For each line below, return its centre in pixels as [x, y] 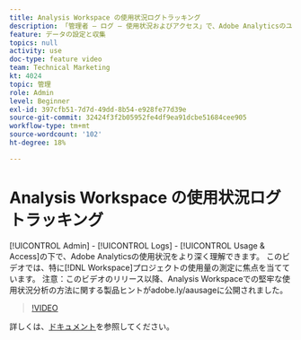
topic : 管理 [30, 84]
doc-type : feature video [56, 59]
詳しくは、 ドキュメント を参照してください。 [92, 326]
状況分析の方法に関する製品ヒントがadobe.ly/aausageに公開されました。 [152, 290]
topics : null [34, 43]
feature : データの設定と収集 [58, 34]
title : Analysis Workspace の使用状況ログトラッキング [105, 17]
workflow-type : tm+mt [50, 126]
